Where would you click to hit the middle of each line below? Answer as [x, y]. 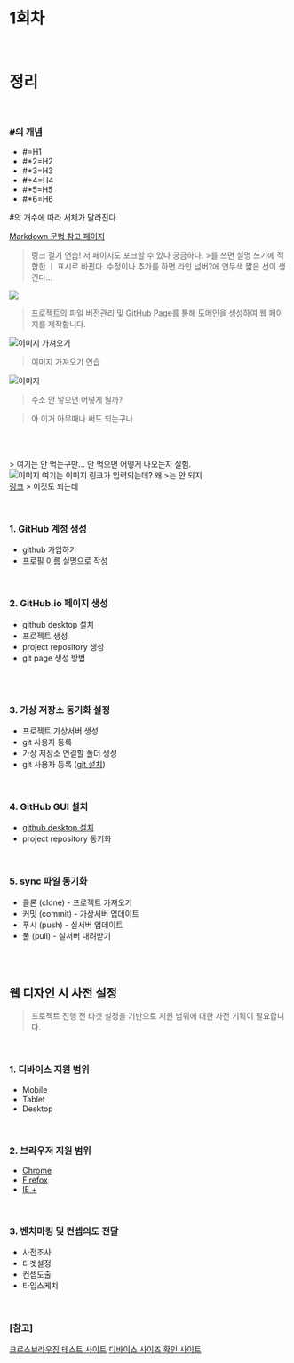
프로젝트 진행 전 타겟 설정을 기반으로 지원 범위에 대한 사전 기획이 [142, 1016]
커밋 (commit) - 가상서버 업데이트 [80, 913]
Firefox [35, 1180]
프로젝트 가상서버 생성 [60, 731]
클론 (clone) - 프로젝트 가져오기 [77, 902]
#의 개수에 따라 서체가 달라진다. [64, 218]
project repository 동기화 [67, 839]
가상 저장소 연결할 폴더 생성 [70, 753]
